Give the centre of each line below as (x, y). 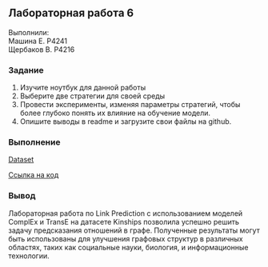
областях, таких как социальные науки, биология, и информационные (129, 247)
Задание (26, 70)
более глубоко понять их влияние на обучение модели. (115, 113)
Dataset (21, 160)
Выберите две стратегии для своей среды (92, 96)
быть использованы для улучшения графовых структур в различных (126, 238)
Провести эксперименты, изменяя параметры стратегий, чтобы (130, 105)
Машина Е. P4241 (38, 41)
